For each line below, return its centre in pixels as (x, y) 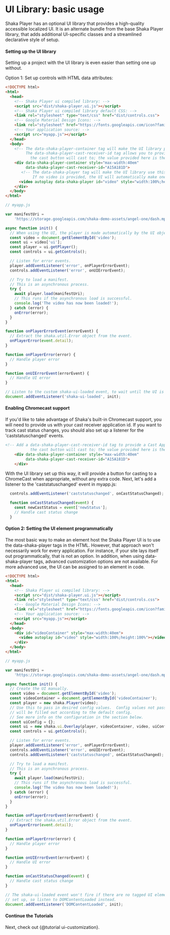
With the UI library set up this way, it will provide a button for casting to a (81, 473)
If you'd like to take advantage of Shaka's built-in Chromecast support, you (83, 419)
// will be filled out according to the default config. (71, 712)
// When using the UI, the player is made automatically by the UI (82, 233)
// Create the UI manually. (39, 689)
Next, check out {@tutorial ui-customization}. (52, 927)
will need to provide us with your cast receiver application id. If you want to (83, 425)
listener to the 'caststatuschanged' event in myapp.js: (61, 485)
